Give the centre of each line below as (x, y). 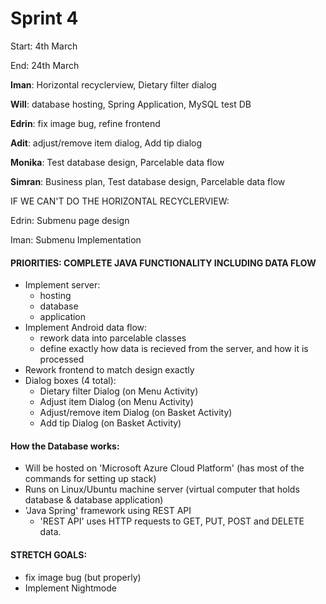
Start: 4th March (44, 46)
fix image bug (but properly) (83, 577)
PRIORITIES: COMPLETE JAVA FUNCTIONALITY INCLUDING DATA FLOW (163, 263)
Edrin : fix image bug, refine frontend (85, 123)
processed (62, 359)
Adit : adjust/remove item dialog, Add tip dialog (106, 143)
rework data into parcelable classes (113, 338)
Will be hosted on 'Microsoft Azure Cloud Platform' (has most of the (164, 468)
